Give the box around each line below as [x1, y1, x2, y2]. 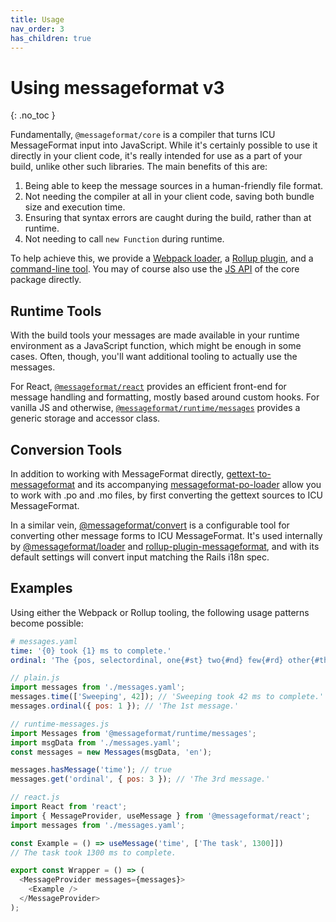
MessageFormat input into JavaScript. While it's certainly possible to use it [10, 139, 318, 151]
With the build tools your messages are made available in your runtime [10, 329, 300, 341]
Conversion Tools [10, 441, 123, 458]
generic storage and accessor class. [10, 412, 161, 425]
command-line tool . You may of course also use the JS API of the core [10, 263, 300, 275]
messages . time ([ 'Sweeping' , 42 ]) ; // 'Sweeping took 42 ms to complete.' [10, 692, 325, 702]
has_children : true [10, 33, 92, 43]
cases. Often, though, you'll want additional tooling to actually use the [10, 351, 298, 363]
